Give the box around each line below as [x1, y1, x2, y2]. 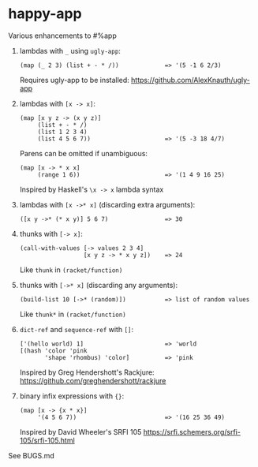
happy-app [8, 5, 82, 23]
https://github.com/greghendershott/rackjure [19, 375, 166, 385]
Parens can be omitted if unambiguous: [19, 148, 148, 158]
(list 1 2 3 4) [37, 128, 88, 136]
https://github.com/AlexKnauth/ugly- [131, 75, 251, 84]
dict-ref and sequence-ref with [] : [19, 324, 134, 334]
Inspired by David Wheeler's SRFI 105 [19, 427, 142, 436]
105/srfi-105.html [19, 435, 75, 445]
